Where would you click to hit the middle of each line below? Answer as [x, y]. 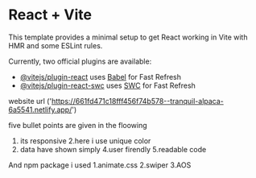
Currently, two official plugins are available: [80, 61]
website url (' [30, 101]
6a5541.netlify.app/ [40, 110]
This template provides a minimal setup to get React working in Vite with [128, 37]
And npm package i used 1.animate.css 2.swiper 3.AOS [100, 165]
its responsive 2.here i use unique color [85, 141]
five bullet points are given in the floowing [78, 125]
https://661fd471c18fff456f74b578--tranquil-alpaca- [137, 101]
